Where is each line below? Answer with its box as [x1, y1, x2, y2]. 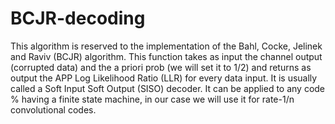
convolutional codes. [10, 103, 97, 116]
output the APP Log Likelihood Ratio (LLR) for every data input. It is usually [10, 72, 318, 84]
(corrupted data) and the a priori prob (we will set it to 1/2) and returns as [10, 61, 312, 73]
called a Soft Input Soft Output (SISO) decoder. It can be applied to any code [10, 82, 326, 94]
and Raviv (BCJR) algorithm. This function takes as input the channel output [10, 50, 323, 62]
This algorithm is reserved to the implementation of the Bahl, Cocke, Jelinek [10, 40, 323, 52]
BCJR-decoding [10, 7, 146, 30]
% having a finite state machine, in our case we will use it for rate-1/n [10, 93, 295, 105]
